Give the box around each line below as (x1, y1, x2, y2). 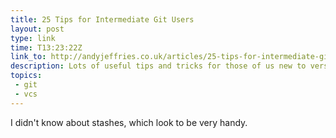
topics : (10, 71, 43, 81)
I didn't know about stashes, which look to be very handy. (10, 116, 248, 128)
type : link (10, 33, 56, 43)
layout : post (10, 24, 65, 34)
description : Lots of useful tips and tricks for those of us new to (10, 61, 307, 71)
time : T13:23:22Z (10, 42, 83, 53)
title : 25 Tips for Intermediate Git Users (10, 14, 195, 25)
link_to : (10, 52, 47, 62)
